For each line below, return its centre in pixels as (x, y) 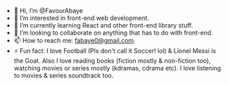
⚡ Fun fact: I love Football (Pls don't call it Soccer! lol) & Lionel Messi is (115, 51)
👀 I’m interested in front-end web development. (81, 18)
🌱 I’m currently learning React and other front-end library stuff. (103, 25)
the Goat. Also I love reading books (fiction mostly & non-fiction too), (112, 61)
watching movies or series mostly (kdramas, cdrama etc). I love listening (117, 68)
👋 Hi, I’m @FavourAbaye (48, 11)
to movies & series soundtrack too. (64, 75)
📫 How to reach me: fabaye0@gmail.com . (74, 40)
